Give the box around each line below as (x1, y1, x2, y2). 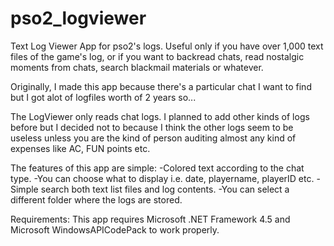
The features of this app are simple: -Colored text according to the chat (10, 162, 305, 174)
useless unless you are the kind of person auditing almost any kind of (10, 132, 297, 144)
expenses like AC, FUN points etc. (10, 142, 151, 154)
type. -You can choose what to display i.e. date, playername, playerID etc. (10, 172, 315, 184)
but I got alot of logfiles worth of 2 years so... (10, 91, 197, 103)
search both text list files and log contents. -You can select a (40, 183, 290, 195)
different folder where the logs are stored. (10, 193, 183, 206)
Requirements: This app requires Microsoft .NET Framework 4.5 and (10, 213, 291, 225)
